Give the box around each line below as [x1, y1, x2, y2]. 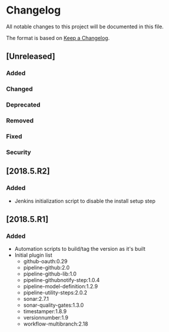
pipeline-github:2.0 [23, 264, 70, 271]
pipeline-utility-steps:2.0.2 [23, 289, 87, 296]
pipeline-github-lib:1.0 [23, 270, 77, 277]
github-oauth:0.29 [23, 258, 68, 265]
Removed [6, 117, 34, 125]
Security [6, 148, 31, 156]
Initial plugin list [14, 251, 53, 259]
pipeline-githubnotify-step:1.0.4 [23, 277, 100, 284]
